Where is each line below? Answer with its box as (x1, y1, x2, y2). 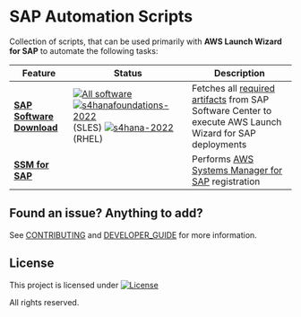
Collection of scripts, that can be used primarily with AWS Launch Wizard (9, 36, 282, 47)
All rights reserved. (9, 296, 80, 307)
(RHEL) (73, 132, 103, 145)
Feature (21, 66, 56, 79)
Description (213, 66, 266, 79)
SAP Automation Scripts (9, 6, 193, 27)
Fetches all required (192, 82, 276, 94)
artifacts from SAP (192, 92, 270, 105)
